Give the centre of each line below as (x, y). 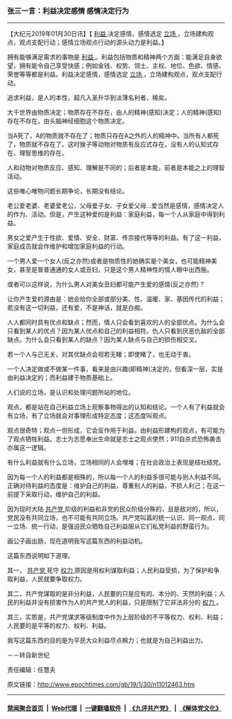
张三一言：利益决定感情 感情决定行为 (68, 10)
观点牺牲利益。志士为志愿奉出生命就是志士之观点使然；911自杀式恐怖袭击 (117, 439)
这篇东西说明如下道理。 (40, 556)
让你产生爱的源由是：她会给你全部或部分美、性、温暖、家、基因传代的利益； (116, 299)
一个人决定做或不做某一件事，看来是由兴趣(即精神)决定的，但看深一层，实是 (115, 369)
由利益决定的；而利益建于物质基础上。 (61, 377)
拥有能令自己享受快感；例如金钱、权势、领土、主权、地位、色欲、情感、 (122, 66)
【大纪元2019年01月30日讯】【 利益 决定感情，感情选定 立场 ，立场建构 (108, 34)
